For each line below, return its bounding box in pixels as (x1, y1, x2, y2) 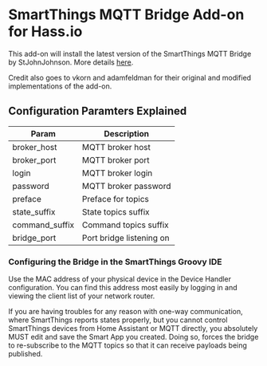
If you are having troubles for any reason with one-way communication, (8, 307, 243, 317)
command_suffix (12, 219, 75, 230)
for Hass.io (8, 22, 83, 41)
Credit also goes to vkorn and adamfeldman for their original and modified (8, 73, 252, 82)
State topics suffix (82, 206, 150, 217)
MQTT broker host (82, 141, 151, 152)
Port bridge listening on (82, 232, 170, 243)
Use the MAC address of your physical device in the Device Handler (8, 274, 232, 284)
